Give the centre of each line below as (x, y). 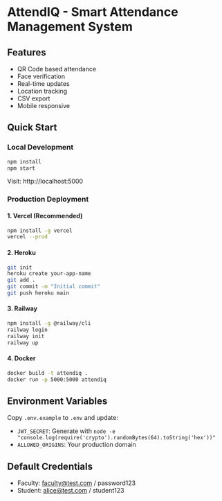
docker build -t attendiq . (48, 373)
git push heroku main (38, 293)
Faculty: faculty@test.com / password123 (76, 483)
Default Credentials (50, 466)
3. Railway (22, 308)
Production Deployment (48, 200)
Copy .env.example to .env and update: (63, 418)
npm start (21, 168)
